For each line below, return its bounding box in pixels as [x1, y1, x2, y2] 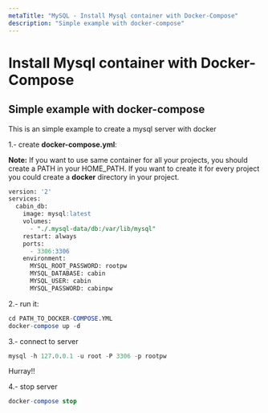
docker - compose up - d [8, 322, 81, 330]
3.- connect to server [8, 336, 79, 346]
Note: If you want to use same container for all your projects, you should [8, 155, 249, 164]
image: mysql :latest [22, 210, 91, 218]
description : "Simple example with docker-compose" [8, 19, 185, 27]
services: [8, 195, 42, 203]
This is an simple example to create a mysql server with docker [8, 123, 217, 133]
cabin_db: [15, 202, 48, 211]
